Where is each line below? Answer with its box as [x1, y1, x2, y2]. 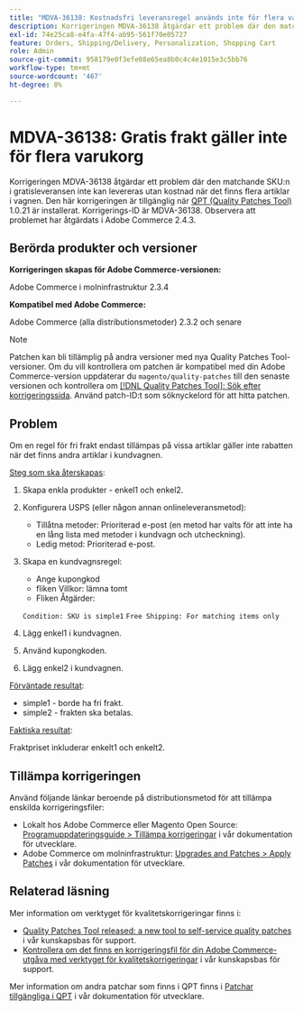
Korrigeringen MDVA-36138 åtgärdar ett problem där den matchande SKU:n [9, 176, 290, 187]
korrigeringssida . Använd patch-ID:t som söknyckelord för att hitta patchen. [9, 390, 290, 401]
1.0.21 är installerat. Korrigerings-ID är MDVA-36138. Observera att [9, 205, 256, 216]
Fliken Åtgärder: [35, 592, 96, 604]
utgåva [22, 953, 49, 965]
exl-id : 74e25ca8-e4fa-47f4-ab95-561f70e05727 [9, 30, 188, 39]
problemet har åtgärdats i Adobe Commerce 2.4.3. [9, 214, 197, 225]
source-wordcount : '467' [9, 72, 103, 81]
